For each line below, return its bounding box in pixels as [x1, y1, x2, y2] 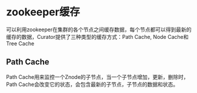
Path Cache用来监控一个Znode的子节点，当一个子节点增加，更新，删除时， [6, 73, 189, 80]
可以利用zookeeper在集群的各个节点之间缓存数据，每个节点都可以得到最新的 [6, 26, 192, 33]
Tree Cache [6, 39, 35, 47]
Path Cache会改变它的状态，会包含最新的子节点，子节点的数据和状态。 [6, 81, 179, 88]
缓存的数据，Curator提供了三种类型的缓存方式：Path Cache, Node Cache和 [6, 33, 189, 40]
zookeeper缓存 [6, 5, 81, 19]
